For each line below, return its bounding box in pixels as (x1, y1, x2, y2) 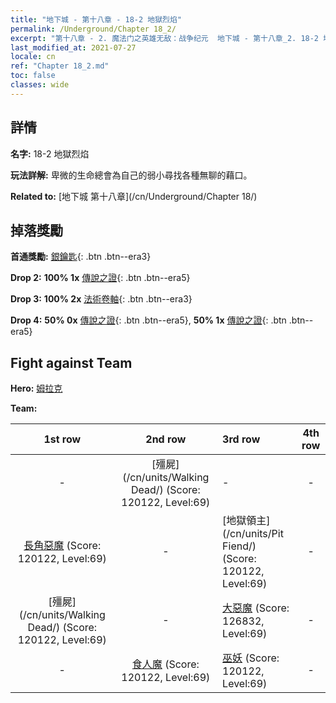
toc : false (10, 71, 56, 81)
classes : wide (10, 80, 70, 90)
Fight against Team (10, 354, 133, 371)
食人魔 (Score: (131, 657, 200, 671)
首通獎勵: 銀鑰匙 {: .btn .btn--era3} (10, 251, 152, 263)
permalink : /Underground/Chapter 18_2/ (10, 24, 177, 34)
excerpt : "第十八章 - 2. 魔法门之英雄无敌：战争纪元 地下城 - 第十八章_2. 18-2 (10, 33, 320, 43)
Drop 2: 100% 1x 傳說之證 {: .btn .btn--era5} (10, 272, 191, 284)
